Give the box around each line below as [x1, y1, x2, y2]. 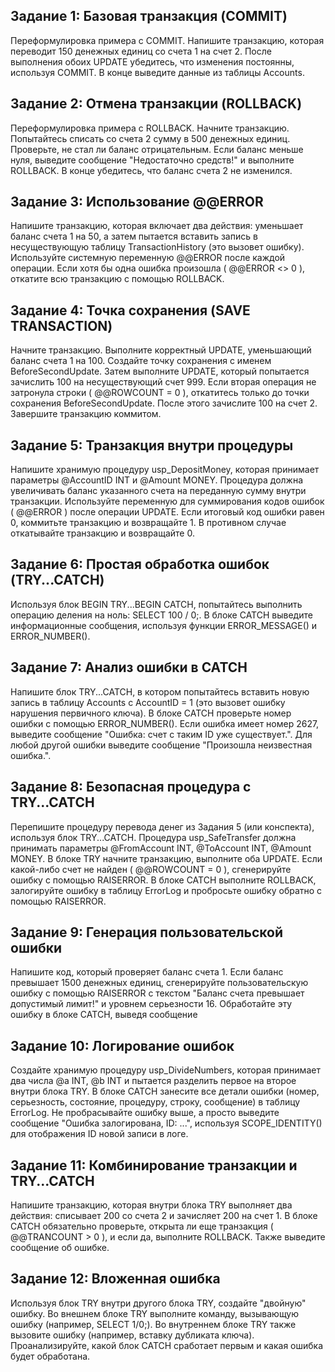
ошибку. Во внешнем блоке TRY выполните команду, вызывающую [10, 1307, 300, 1319]
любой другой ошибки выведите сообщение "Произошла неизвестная [10, 739, 313, 751]
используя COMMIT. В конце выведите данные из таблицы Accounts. [10, 66, 305, 78]
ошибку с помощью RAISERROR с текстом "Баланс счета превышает [10, 987, 305, 999]
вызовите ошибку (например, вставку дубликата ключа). [10, 1329, 255, 1341]
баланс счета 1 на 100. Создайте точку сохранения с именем [10, 355, 272, 367]
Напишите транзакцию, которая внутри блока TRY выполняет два [10, 1199, 293, 1211]
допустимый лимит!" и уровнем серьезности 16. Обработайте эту [10, 998, 293, 1010]
